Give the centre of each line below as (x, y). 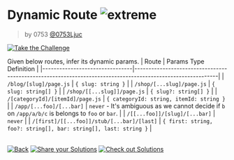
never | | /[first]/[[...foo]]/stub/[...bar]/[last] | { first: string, (110, 121)
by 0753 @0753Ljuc (53, 34)
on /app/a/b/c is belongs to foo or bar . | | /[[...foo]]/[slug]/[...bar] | (111, 113)
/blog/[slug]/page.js (39, 84)
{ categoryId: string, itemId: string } (166, 99)
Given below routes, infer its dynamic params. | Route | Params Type (106, 61)
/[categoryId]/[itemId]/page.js (54, 99)
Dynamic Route (52, 15)
